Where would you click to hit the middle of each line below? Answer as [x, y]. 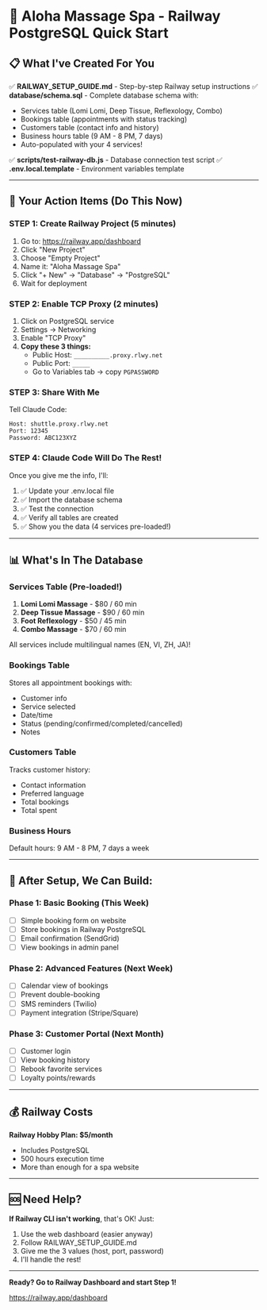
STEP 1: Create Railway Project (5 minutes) [93, 224]
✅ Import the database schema [71, 499]
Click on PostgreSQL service [67, 321]
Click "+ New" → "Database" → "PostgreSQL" [95, 275]
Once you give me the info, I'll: [59, 475]
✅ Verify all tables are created [69, 517]
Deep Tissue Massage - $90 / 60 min [82, 613]
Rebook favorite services [61, 1069]
